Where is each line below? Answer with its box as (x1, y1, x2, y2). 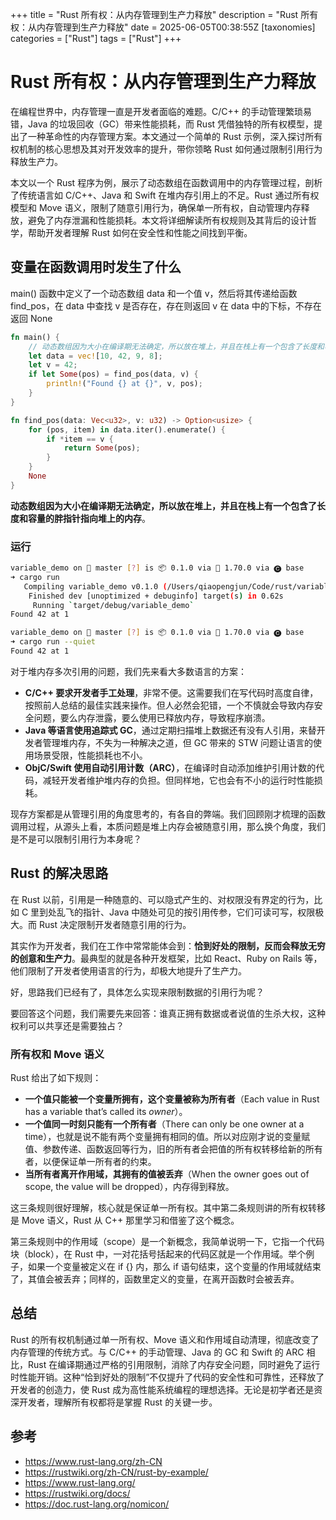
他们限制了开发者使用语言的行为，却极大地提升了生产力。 (10, 964, 247, 977)
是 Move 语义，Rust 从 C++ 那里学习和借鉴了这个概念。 (10, 1214, 240, 1227)
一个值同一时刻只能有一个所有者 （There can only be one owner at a (24, 1118, 305, 1130)
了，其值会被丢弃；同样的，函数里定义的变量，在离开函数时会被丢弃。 (10, 1273, 300, 1285)
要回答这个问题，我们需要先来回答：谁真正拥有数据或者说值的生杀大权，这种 (10, 1007, 326, 1019)
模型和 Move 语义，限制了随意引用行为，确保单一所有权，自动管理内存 (10, 201, 302, 213)
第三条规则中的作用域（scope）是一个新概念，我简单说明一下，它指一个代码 (10, 1236, 325, 1248)
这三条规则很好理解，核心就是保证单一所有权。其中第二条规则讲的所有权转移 (10, 1202, 326, 1214)
